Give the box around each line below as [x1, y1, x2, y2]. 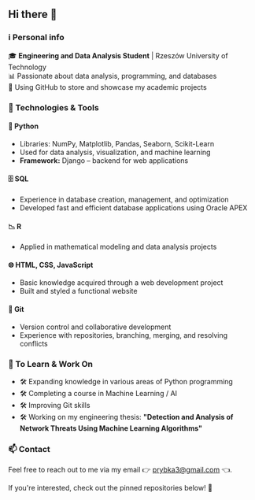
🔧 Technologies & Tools [8, 102, 100, 113]
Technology [8, 62, 47, 72]
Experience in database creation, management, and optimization [19, 194, 230, 205]
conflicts [19, 339, 49, 348]
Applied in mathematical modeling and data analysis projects [19, 242, 217, 252]
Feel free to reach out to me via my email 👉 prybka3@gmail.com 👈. [8, 465, 232, 475]
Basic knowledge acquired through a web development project [19, 278, 224, 287]
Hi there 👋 [8, 8, 57, 21]
